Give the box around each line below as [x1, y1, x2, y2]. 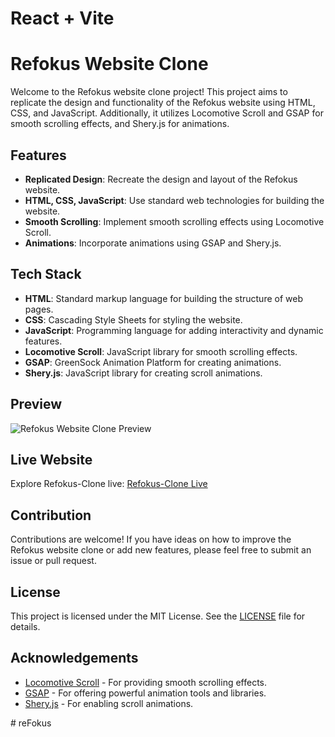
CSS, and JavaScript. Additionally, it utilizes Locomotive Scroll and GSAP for [10, 107, 324, 119]
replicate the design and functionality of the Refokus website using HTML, [10, 97, 316, 109]
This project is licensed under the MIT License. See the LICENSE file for [10, 610, 306, 622]
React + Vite [10, 7, 115, 30]
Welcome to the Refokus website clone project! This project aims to [10, 86, 288, 98]
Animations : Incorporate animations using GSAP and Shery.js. [24, 237, 282, 249]
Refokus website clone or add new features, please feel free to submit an [10, 544, 312, 556]
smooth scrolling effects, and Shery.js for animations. [10, 118, 230, 130]
